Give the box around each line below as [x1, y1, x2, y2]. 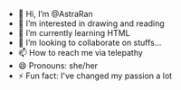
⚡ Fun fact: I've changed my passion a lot [17, 70, 173, 81]
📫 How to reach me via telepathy [17, 48, 143, 58]
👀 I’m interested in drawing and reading [17, 18, 165, 29]
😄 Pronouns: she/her [17, 60, 98, 71]
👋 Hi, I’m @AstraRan [17, 9, 93, 19]
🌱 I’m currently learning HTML [17, 28, 130, 38]
